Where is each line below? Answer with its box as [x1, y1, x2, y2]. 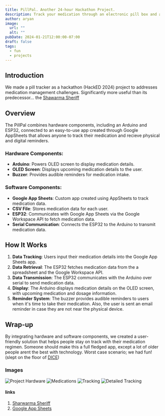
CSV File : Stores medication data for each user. [12, 205, 109, 212]
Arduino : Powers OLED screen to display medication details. [12, 161, 135, 167]
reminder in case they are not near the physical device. [12, 306, 124, 312]
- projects [9, 53, 32, 58]
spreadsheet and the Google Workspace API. [12, 269, 104, 276]
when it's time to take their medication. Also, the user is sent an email [12, 301, 153, 307]
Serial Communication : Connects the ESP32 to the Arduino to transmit [12, 221, 156, 227]
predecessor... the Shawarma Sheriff [5, 95, 80, 101]
